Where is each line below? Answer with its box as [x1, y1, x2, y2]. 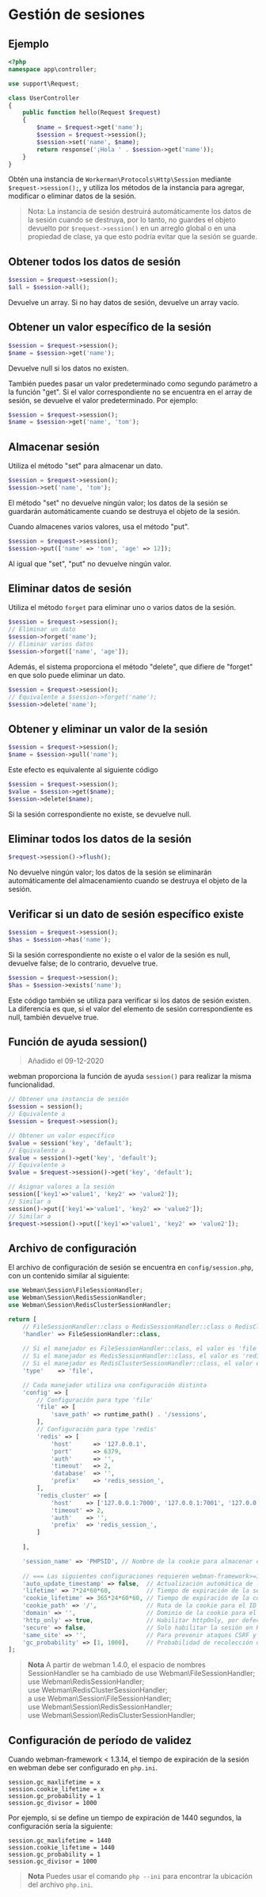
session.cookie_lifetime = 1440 [8, 1844, 115, 1852]
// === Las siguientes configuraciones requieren [22, 1572, 190, 1580]
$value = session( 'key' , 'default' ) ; [8, 1139, 133, 1147]
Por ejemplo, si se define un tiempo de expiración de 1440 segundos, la [8, 1813, 242, 1823]
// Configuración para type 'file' [36, 1396, 154, 1404]
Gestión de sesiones [8, 6, 146, 24]
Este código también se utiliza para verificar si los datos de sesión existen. [8, 996, 251, 1005]
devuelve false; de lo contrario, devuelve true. [8, 958, 158, 968]
